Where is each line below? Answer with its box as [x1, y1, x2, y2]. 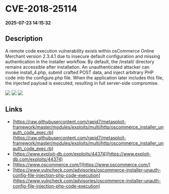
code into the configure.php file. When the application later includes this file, [5, 74, 164, 81]
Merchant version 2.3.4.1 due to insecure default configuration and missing [5, 53, 160, 59]
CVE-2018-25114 [5, 3, 77, 15]
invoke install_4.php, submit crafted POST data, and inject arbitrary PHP [5, 69, 154, 75]
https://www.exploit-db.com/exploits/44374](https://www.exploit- [14, 151, 151, 157]
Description [5, 34, 43, 43]
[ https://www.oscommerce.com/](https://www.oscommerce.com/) [12, 161, 151, 167]
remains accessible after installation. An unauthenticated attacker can [5, 64, 150, 70]
